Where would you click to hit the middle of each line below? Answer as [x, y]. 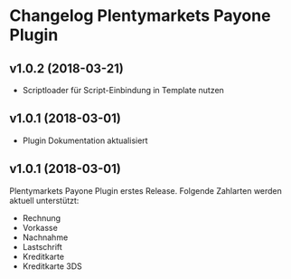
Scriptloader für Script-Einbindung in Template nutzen [123, 90]
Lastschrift [42, 246]
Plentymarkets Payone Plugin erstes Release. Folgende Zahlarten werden [146, 190]
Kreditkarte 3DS [52, 266]
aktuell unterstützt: [44, 200]
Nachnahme [45, 237]
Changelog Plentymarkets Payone [140, 16]
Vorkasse [40, 227]
